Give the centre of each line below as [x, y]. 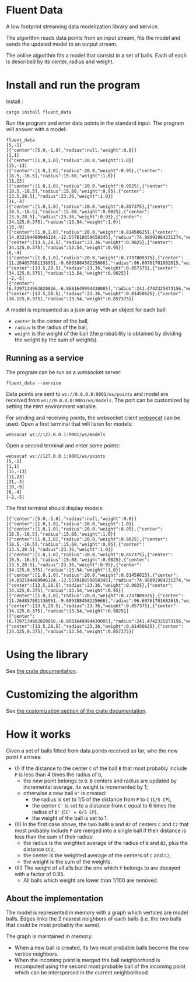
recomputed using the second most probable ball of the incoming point [100, 966]
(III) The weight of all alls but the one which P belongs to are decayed [97, 868]
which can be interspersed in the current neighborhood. [82, 973]
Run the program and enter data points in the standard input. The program [95, 123]
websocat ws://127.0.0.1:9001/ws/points [56, 456]
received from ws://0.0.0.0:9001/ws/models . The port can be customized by [98, 400]
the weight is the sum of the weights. [68, 861]
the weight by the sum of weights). [56, 340]
